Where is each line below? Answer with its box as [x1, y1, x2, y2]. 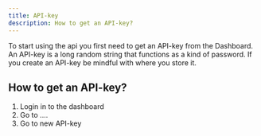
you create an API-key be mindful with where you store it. [8, 57, 197, 68]
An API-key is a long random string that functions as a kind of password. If [8, 49, 252, 59]
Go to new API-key [19, 119, 82, 128]
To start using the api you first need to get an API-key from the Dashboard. [8, 41, 253, 50]
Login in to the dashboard [19, 102, 105, 111]
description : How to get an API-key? [8, 19, 134, 27]
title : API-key [8, 11, 59, 20]
